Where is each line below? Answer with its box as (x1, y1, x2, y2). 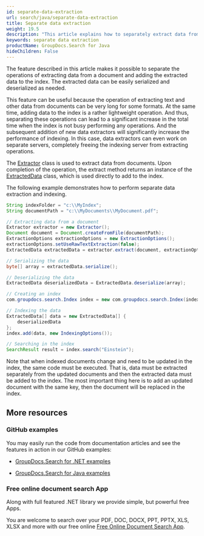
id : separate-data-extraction (6, 8, 83, 15)
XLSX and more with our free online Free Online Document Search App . (6, 523, 185, 531)
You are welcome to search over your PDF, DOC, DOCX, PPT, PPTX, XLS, (6, 517, 189, 524)
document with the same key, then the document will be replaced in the (6, 383, 185, 391)
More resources (6, 407, 68, 418)
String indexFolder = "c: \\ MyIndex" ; (6, 202, 102, 208)
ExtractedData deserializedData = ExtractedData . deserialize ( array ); (6, 280, 186, 286)
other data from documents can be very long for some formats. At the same (6, 102, 196, 110)
